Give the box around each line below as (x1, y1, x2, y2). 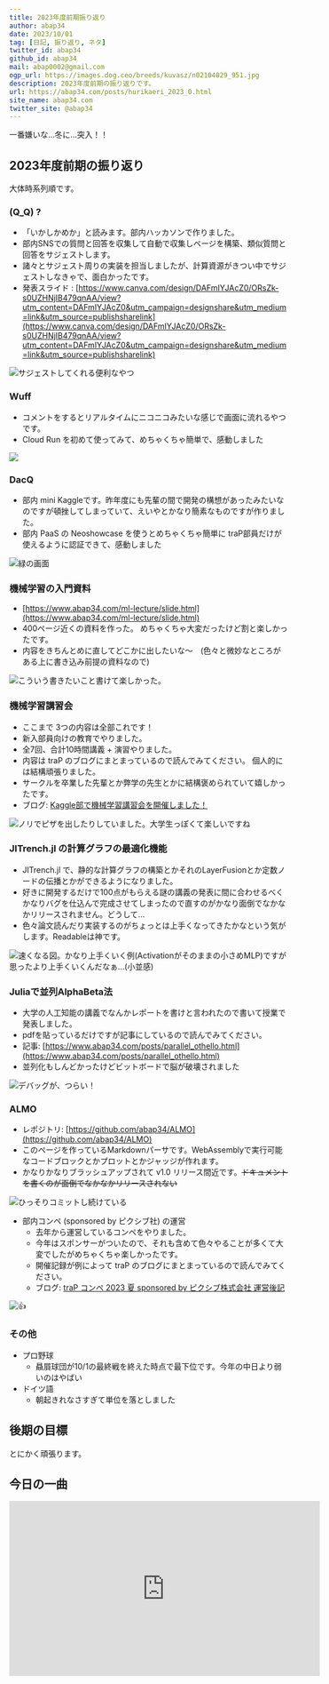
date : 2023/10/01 (9, 29, 74, 38)
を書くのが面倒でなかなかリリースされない (21, 1178, 178, 1189)
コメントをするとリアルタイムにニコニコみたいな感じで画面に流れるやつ (21, 411, 286, 422)
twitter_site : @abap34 (9, 104, 93, 113)
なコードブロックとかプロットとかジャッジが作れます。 (21, 1156, 223, 1167)
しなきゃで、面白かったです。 (45, 272, 153, 283)
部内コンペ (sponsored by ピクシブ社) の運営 (21, 1216, 186, 1226)
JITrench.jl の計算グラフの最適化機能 (9, 842, 168, 855)
